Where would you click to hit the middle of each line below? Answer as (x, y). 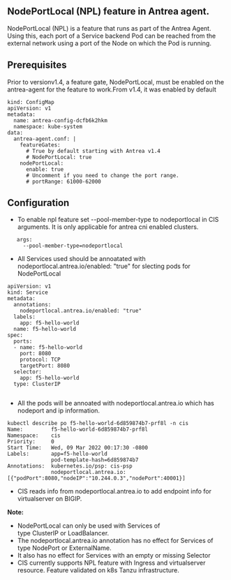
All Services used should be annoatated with (81, 259)
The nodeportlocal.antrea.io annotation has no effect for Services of (115, 541)
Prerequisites (37, 65)
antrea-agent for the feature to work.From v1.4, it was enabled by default (112, 89)
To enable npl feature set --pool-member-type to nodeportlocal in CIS (118, 220)
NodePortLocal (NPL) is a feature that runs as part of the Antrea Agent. (109, 28)
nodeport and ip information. (58, 410)
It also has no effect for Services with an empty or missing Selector (114, 556)
